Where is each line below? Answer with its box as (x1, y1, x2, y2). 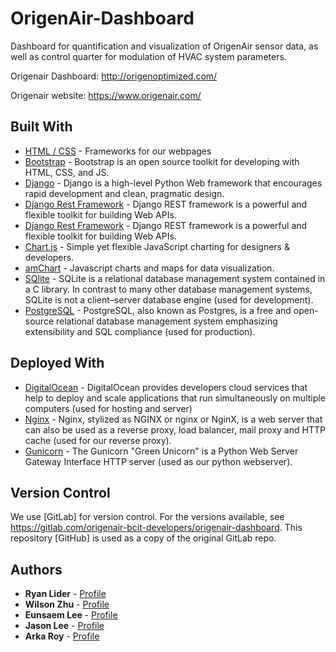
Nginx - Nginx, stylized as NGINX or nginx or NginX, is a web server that (24, 413, 323, 425)
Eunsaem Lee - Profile (24, 609, 118, 621)
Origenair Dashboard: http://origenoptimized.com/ (10, 70, 218, 82)
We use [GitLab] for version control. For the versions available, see (10, 511, 285, 523)
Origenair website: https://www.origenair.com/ (10, 89, 202, 101)
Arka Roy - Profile (24, 630, 100, 642)
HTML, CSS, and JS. (24, 166, 110, 178)
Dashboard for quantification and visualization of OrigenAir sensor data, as (10, 40, 319, 52)
